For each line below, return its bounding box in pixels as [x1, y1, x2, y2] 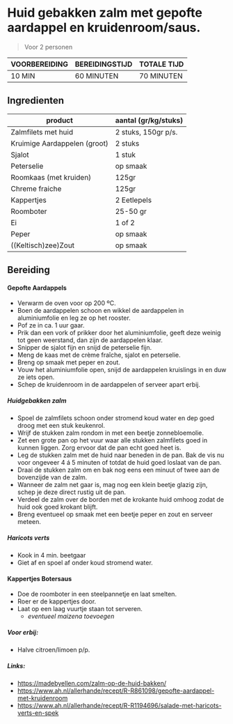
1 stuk [115, 150, 136, 160]
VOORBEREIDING [10, 59, 68, 69]
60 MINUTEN [74, 71, 119, 81]
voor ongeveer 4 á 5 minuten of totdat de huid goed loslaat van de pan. [17, 459, 222, 467]
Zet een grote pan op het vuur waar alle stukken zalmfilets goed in [17, 436, 207, 445]
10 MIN [10, 71, 35, 81]
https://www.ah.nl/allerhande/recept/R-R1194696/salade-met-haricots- [17, 702, 222, 710]
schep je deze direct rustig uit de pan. [17, 488, 127, 496]
